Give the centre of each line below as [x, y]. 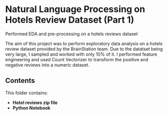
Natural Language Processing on [75, 9]
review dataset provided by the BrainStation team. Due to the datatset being [84, 49]
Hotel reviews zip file [35, 102]
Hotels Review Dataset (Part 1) [70, 20]
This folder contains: [26, 93]
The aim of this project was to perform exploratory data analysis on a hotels [84, 43]
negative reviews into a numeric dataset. [47, 65]
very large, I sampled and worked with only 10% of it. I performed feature [81, 54]
